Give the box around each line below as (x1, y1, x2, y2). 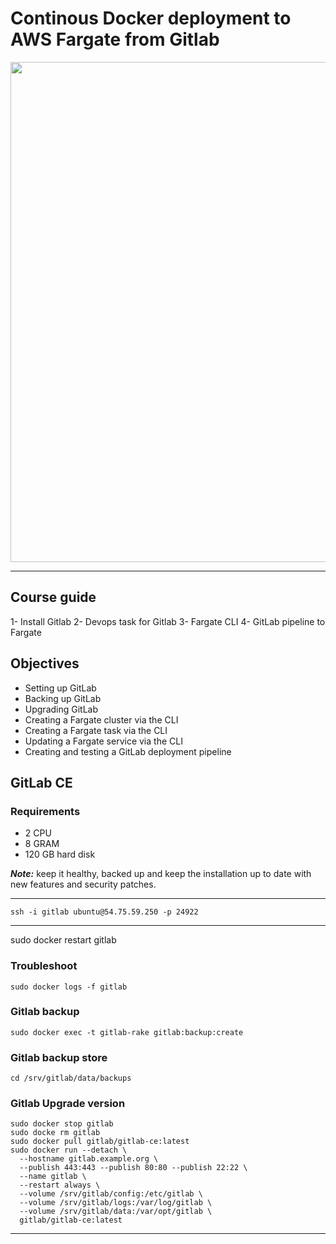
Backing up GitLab (24, 692, 102, 704)
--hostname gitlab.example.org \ (19, 1154, 159, 1164)
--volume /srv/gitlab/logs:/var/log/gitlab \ (19, 1198, 213, 1208)
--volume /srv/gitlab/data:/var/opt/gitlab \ (19, 1207, 213, 1217)
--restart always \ (19, 1180, 101, 1191)
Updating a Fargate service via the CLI (24, 735, 183, 747)
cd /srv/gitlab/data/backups (10, 1073, 132, 1084)
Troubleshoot (10, 959, 78, 973)
